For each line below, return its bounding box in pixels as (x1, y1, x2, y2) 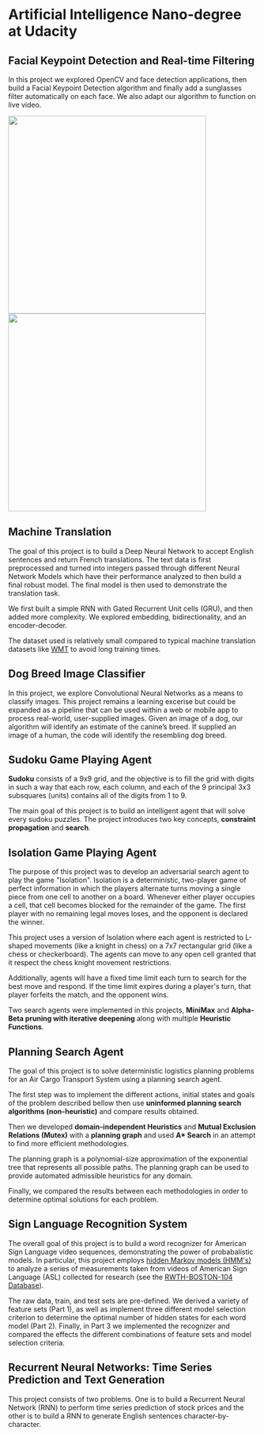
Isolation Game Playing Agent (8, 846, 157, 859)
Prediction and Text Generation (8, 1373, 165, 1387)
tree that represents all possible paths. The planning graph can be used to (8, 1163, 249, 1172)
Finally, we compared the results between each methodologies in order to (8, 1187, 248, 1196)
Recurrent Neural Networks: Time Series (8, 1361, 213, 1374)
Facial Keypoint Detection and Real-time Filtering (8, 54, 255, 67)
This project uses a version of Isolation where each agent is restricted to (8, 933, 243, 942)
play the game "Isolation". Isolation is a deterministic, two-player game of (8, 876, 247, 885)
